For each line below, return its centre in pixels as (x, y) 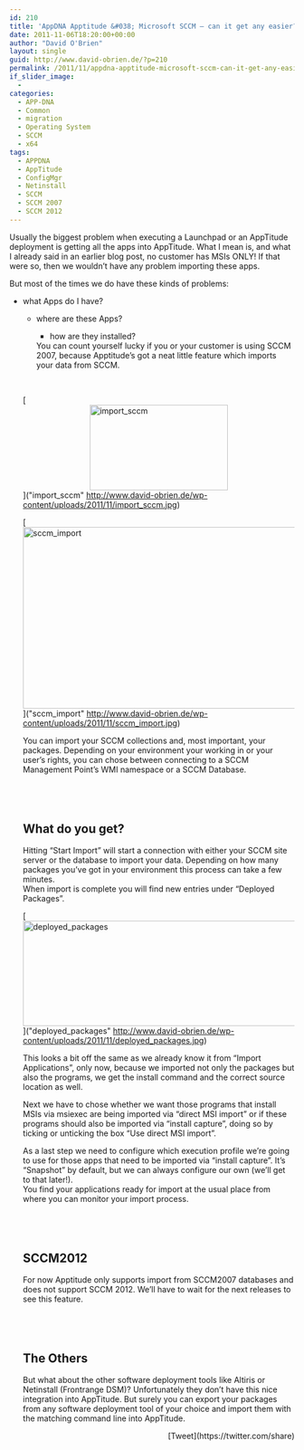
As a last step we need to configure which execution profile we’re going (156, 1150)
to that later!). (48, 1179)
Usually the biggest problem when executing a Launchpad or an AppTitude (149, 237)
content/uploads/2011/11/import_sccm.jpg (100, 504)
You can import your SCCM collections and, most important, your (144, 740)
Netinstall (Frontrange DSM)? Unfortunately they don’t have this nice (150, 1389)
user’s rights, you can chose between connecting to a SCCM (135, 759)
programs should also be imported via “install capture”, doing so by (147, 1123)
